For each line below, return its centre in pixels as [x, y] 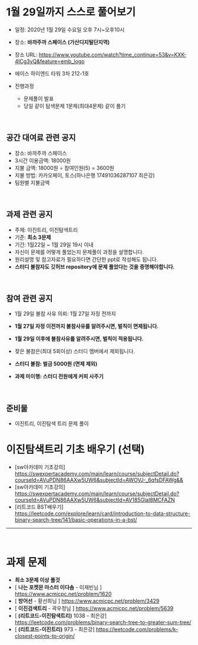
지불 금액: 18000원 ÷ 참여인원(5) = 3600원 [65, 168]
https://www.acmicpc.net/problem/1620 [63, 594]
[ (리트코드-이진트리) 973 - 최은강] [55, 630]
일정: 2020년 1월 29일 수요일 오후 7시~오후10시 [70, 30]
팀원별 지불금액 [32, 182]
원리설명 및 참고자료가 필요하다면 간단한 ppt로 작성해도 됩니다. [86, 259]
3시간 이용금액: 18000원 [43, 161]
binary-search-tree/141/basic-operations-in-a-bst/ [76, 520]
